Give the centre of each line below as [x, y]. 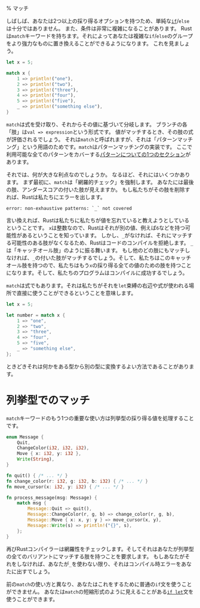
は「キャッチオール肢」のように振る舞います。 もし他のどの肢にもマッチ [96, 250]
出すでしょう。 [35, 571]
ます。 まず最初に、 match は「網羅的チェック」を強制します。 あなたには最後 [100, 182]
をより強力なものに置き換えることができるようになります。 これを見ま [93, 43]
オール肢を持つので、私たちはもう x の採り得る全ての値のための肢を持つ [94, 265]
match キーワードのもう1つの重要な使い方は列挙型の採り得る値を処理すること [100, 418]
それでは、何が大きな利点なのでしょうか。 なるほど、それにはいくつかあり [98, 174]
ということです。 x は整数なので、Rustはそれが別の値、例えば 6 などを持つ [96, 228]
